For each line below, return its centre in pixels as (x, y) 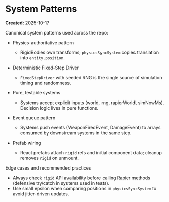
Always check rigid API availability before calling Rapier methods (81, 178)
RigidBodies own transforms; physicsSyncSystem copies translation (89, 52)
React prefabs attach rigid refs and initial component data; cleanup (91, 152)
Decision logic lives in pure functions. (59, 108)
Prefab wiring (27, 143)
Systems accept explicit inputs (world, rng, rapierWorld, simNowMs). (92, 103)
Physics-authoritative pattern (43, 42)
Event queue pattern (34, 118)
